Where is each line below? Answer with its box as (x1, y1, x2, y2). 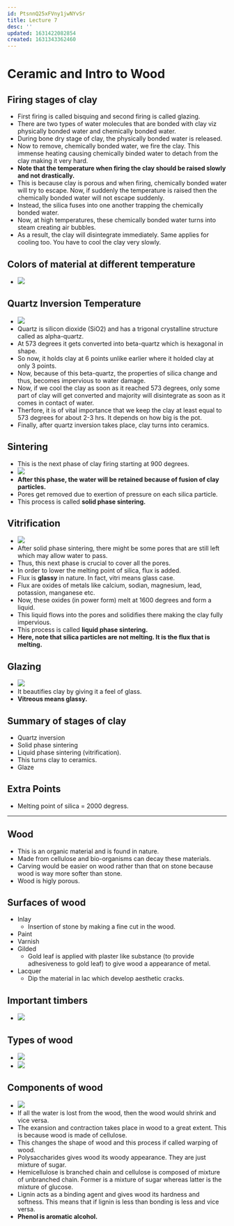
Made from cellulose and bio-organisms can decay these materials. (17, 854, 211, 862)
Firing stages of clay (7, 93, 97, 105)
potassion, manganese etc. (17, 589, 95, 597)
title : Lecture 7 (7, 17, 58, 24)
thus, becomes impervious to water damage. (17, 376, 146, 385)
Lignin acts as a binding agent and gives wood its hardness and (17, 1190, 200, 1198)
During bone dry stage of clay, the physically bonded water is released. (17, 134, 223, 143)
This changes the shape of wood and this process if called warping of (17, 1138, 218, 1147)
